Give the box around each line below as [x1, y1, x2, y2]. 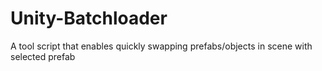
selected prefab [10, 50, 76, 62]
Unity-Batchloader [10, 7, 168, 30]
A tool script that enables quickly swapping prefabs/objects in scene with [10, 40, 313, 52]
